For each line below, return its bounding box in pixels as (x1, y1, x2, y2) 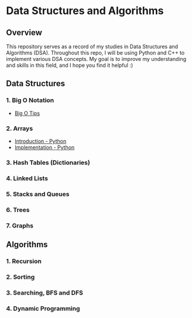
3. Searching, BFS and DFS (6, 289, 84, 297)
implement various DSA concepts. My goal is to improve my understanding (6, 56, 187, 62)
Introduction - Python (14, 137, 67, 144)
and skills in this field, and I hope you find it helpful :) (6, 62, 133, 69)
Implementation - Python (14, 144, 75, 151)
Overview (6, 28, 43, 38)
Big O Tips (14, 110, 40, 117)
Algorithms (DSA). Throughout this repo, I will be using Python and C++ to (6, 49, 185, 56)
